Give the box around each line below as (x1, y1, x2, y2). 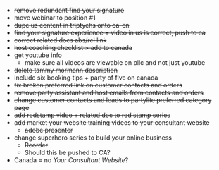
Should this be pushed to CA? (24, 148, 111, 157)
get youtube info (13, 51, 62, 59)
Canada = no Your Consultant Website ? (13, 156, 129, 164)
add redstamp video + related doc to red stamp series (13, 111, 171, 119)
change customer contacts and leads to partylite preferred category (13, 96, 212, 104)
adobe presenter (24, 126, 73, 134)
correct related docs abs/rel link (13, 36, 107, 44)
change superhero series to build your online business (13, 133, 173, 142)
